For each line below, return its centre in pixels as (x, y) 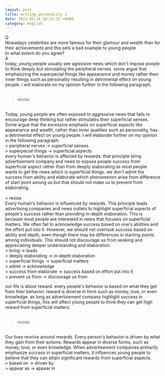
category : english (24, 23)
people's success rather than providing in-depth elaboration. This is (74, 214)
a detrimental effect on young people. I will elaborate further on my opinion (81, 135)
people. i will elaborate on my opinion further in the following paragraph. (78, 85)
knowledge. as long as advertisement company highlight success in (74, 297)
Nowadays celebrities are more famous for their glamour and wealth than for (83, 43)
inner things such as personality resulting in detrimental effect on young (78, 79)
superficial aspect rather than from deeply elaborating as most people (76, 167)
